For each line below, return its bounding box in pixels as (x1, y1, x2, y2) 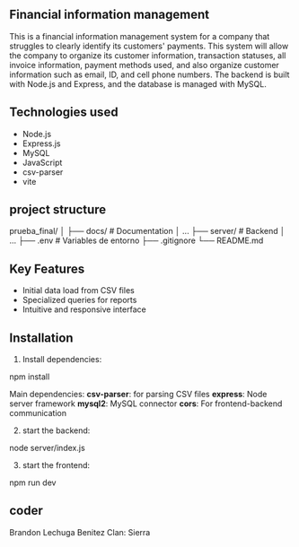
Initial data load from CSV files (22, 285, 135, 296)
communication (9, 408, 67, 419)
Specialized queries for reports (22, 295, 137, 306)
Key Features (9, 261, 85, 276)
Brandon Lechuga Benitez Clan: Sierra (9, 526, 151, 537)
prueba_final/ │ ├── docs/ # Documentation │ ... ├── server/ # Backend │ (9, 226, 286, 237)
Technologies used (9, 105, 119, 120)
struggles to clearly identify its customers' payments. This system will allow (9, 40, 289, 51)
